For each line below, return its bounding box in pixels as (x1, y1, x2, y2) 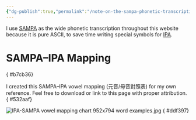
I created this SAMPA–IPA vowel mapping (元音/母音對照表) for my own (6, 83, 176, 90)
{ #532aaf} (6, 95, 33, 102)
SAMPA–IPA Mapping (6, 51, 111, 64)
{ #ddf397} (162, 107, 190, 114)
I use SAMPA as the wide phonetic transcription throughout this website (6, 25, 179, 32)
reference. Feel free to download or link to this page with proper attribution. (6, 89, 187, 97)
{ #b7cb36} (6, 71, 34, 78)
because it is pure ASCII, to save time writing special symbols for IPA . (6, 30, 173, 38)
